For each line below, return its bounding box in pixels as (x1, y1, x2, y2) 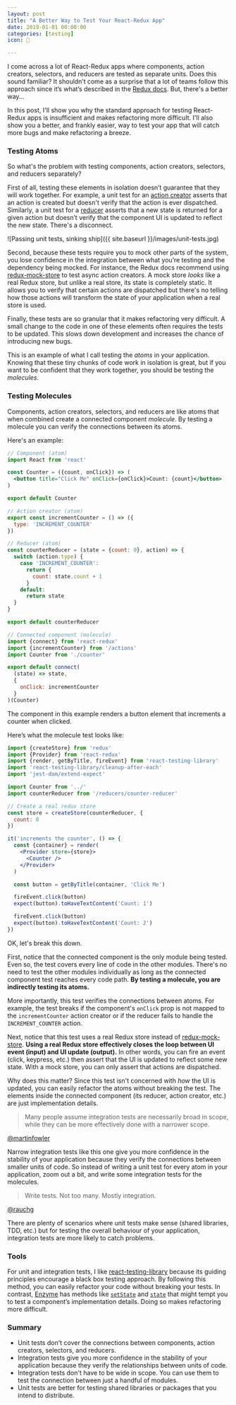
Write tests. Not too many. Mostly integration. (24, 1191, 156, 1199)
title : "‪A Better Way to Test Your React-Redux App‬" (7, 17, 166, 24)
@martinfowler (7, 1133, 51, 1142)
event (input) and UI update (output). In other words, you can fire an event (7, 1047, 225, 1056)
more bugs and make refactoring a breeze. (7, 129, 132, 137)
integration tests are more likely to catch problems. (7, 1233, 155, 1242)
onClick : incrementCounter (20, 684, 99, 691)
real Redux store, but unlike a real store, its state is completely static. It (7, 279, 213, 287)
